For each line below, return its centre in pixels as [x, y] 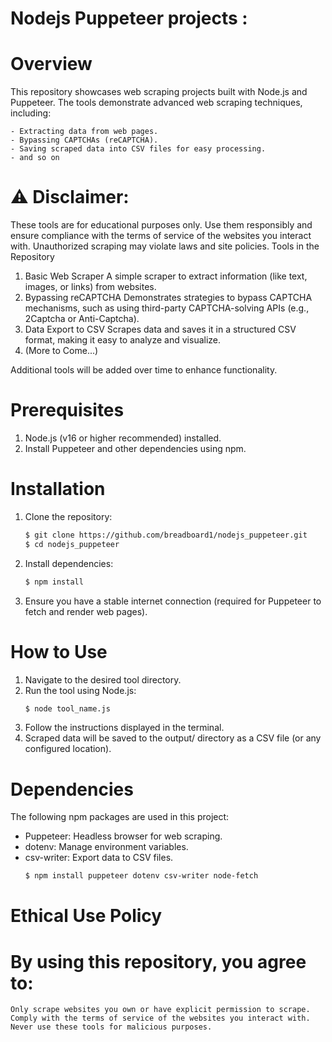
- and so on [35, 158]
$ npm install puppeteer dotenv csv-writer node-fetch [141, 876]
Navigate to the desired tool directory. [103, 679]
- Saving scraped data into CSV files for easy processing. [138, 149]
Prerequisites [67, 410]
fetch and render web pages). [86, 611]
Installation [58, 489]
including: [31, 113]
